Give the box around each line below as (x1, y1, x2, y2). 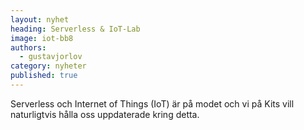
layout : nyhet (10, 14, 70, 25)
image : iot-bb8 (10, 33, 74, 43)
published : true (10, 71, 78, 81)
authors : (10, 42, 47, 53)
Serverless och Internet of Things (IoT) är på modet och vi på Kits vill (10, 97, 295, 110)
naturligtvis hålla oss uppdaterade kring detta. (10, 108, 200, 120)
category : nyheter (10, 61, 87, 71)
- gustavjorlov (19, 52, 83, 62)
